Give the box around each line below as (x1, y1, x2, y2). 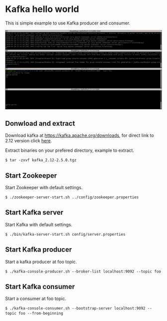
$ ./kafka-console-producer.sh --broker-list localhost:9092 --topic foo (5, 269, 162, 274)
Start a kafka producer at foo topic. (5, 259, 77, 265)
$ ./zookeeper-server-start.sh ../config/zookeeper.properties (5, 195, 139, 200)
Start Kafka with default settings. (5, 221, 73, 228)
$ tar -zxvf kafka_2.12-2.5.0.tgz (5, 158, 77, 163)
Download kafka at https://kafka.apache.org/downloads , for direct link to (5, 132, 154, 138)
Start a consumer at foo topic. (5, 296, 66, 302)
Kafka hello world (5, 3, 80, 15)
